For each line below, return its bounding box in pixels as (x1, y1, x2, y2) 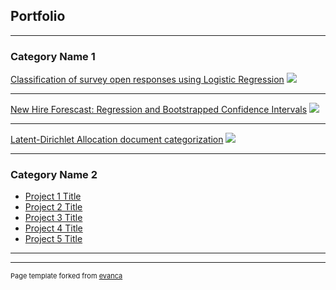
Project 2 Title (24, 201, 83, 213)
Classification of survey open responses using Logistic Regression (10, 74, 285, 86)
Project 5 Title (24, 233, 83, 245)
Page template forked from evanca (10, 271, 123, 281)
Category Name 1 (10, 49, 96, 63)
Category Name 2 (10, 168, 98, 182)
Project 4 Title (24, 222, 83, 234)
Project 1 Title (24, 190, 82, 203)
